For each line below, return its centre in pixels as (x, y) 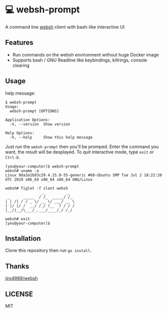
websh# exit (17, 219)
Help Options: (20, 133)
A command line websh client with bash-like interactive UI (65, 27)
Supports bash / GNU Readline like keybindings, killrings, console (80, 60)
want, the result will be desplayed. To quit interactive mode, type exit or (79, 152)
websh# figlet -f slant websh (37, 188)
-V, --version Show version (40, 124)
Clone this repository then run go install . (48, 250)
